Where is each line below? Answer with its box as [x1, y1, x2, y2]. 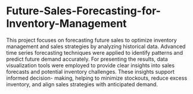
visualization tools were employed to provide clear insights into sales [6, 61, 175, 69]
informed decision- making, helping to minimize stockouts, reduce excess [6, 74, 188, 82]
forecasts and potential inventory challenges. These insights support [6, 68, 175, 75]
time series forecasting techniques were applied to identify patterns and [6, 49, 183, 56]
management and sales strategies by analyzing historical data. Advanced [6, 43, 186, 50]
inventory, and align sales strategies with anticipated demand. [6, 80, 158, 87]
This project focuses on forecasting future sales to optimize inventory [6, 36, 177, 43]
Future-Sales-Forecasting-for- [6, 4, 161, 18]
